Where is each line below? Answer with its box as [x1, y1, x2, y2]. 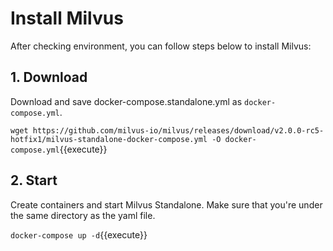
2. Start [10, 172, 58, 189]
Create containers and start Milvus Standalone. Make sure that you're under [10, 198, 323, 211]
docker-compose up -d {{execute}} [10, 228, 148, 241]
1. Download [10, 69, 88, 86]
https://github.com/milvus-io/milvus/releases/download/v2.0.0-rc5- [32, 125, 325, 136]
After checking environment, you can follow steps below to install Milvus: [10, 40, 312, 52]
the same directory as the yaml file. [10, 209, 156, 221]
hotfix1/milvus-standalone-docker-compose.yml [10, 134, 208, 144]
